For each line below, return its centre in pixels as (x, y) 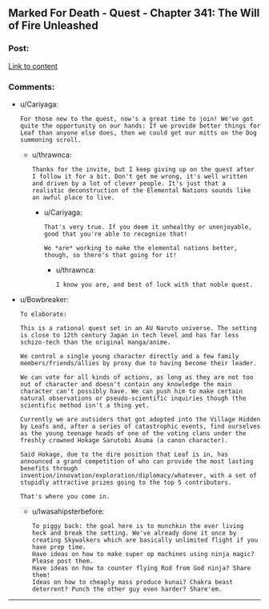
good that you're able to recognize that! (116, 234)
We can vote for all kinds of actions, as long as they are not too (137, 377)
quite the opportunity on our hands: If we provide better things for (140, 126)
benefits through (49, 468)
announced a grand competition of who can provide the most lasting (137, 461)
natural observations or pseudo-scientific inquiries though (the (133, 398)
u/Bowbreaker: (44, 299)
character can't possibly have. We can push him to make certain (131, 391)
